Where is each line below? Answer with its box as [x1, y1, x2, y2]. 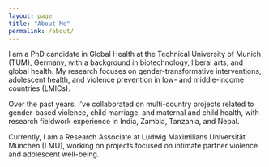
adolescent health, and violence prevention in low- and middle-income [8, 75, 245, 85]
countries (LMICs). [8, 83, 70, 93]
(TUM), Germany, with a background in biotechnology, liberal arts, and [8, 58, 244, 67]
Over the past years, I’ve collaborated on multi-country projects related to [8, 99, 254, 109]
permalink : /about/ [8, 27, 75, 35]
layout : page [8, 11, 53, 20]
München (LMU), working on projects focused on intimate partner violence [8, 141, 258, 151]
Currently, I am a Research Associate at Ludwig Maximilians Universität [8, 132, 246, 142]
